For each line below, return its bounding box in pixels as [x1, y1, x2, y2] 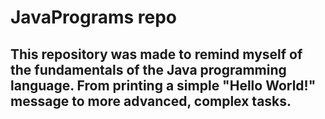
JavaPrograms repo [10, 6, 177, 29]
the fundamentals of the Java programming [10, 61, 287, 78]
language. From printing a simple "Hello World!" [10, 77, 317, 94]
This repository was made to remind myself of [10, 46, 303, 63]
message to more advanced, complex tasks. [10, 92, 292, 110]
